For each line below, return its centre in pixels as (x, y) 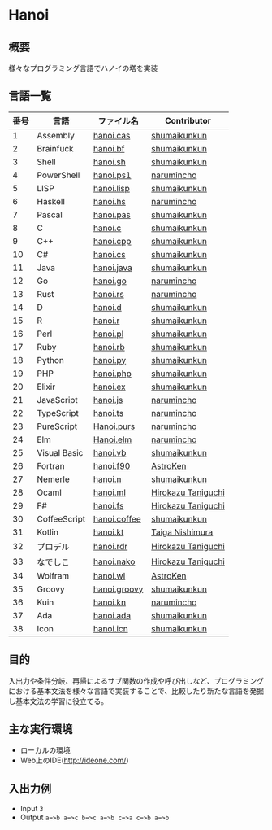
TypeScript (58, 413)
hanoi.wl (109, 575)
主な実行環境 (41, 730)
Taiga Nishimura (182, 532)
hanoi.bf (109, 148)
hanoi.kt (108, 532)
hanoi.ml (109, 492)
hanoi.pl (108, 334)
